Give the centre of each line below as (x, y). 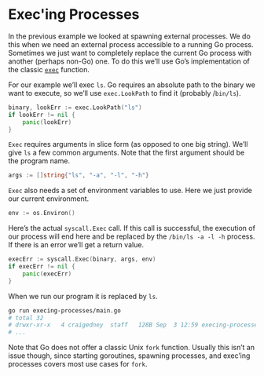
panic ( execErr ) (47, 274)
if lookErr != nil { (42, 115)
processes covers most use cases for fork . (78, 364)
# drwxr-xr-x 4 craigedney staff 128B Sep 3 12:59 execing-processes (135, 325)
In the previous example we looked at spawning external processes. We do (130, 36)
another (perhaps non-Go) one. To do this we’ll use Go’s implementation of (129, 61)
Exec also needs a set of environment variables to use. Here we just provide (130, 191)
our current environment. (49, 199)
